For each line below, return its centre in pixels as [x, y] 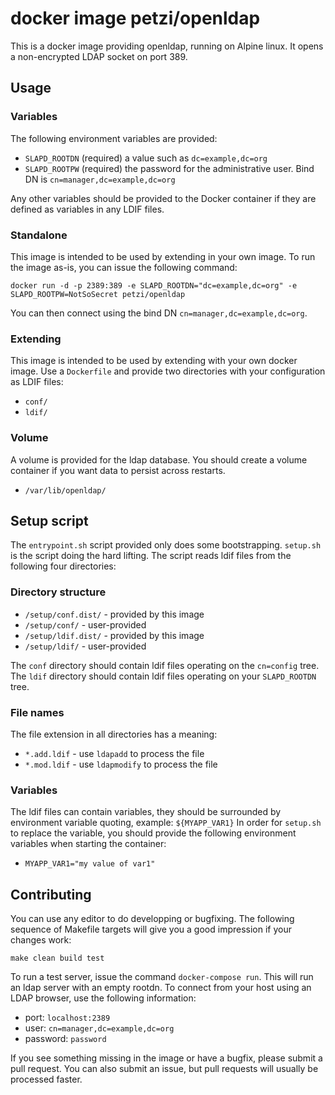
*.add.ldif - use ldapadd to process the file [114, 753]
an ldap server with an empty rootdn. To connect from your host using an [161, 988]
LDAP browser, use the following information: [103, 998]
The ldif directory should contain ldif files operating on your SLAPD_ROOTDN [163, 676]
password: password [65, 1039]
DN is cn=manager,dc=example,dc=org [100, 179]
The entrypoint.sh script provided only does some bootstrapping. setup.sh [166, 545]
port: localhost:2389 [67, 1018]
